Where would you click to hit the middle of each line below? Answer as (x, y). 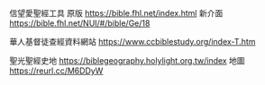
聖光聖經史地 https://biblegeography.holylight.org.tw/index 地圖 (127, 60)
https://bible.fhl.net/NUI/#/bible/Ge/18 (80, 23)
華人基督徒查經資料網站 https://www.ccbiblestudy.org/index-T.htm (132, 42)
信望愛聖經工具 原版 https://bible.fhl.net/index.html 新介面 (116, 13)
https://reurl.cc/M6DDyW (56, 71)
